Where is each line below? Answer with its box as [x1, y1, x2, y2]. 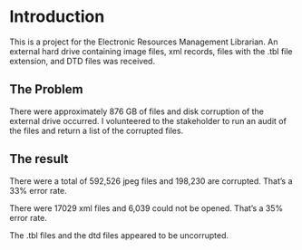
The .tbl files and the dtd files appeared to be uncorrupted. [9, 229, 229, 241]
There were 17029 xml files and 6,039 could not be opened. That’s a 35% [9, 202, 284, 214]
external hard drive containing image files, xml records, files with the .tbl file [9, 45, 293, 56]
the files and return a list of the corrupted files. [9, 125, 184, 136]
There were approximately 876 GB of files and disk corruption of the [9, 106, 265, 117]
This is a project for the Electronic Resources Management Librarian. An [9, 36, 278, 47]
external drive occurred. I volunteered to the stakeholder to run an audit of [9, 115, 287, 126]
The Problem [9, 82, 83, 97]
